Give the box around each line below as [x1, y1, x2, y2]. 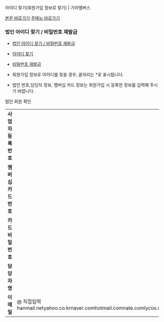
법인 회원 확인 [5, 99, 32, 105]
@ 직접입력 [17, 298, 41, 305]
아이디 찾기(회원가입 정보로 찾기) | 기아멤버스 [5, 5, 91, 10]
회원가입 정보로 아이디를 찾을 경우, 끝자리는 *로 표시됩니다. [12, 72, 124, 78]
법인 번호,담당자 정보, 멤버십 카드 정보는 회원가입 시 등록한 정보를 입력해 [12, 82, 149, 88]
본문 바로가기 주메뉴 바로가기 [5, 15, 60, 21]
